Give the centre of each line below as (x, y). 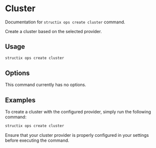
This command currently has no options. (46, 85)
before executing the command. (37, 140)
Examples (20, 100)
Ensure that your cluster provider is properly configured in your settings (77, 135)
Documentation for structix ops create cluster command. (65, 22)
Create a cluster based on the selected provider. (54, 31)
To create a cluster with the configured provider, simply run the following (78, 112)
